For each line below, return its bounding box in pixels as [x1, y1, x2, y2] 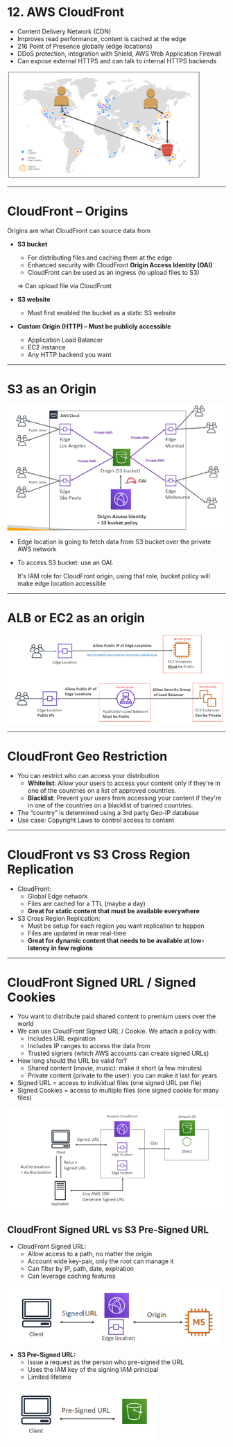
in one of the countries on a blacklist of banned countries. [27, 801, 193, 809]
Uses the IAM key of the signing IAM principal [27, 1365, 159, 1373]
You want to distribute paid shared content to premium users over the [17, 1012, 216, 1020]
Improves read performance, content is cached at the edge [17, 34, 187, 42]
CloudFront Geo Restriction [7, 748, 168, 764]
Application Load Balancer [27, 335, 103, 344]
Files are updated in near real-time [27, 928, 127, 937]
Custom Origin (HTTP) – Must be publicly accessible [17, 322, 171, 331]
